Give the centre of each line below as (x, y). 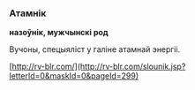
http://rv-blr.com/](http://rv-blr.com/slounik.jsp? (99, 67)
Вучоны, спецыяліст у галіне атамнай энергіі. (95, 49)
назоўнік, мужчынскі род (59, 33)
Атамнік (28, 13)
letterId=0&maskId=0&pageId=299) (74, 76)
